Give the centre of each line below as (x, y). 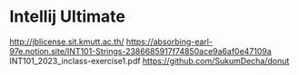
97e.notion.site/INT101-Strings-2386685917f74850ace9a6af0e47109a (141, 51)
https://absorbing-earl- (169, 42)
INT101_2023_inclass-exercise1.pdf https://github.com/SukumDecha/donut (149, 61)
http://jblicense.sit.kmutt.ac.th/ (67, 42)
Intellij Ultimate (67, 17)
